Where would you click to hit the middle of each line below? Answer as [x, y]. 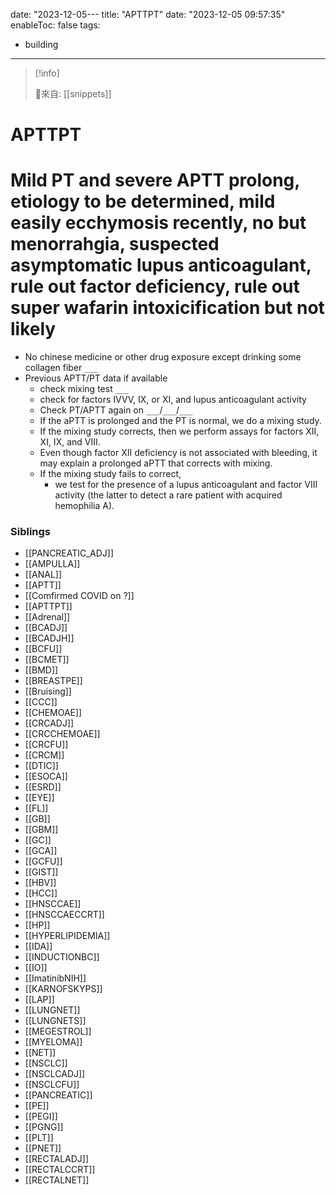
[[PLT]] [39, 1138]
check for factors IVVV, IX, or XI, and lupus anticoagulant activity [173, 400]
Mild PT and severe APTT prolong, [155, 180]
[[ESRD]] [43, 787]
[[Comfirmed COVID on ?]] [79, 596]
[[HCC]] [41, 893]
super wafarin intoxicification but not [167, 308]
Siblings [31, 532]
